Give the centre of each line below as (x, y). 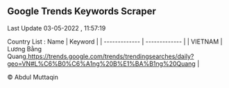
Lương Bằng (25, 49)
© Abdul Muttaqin (33, 77)
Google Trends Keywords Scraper (82, 11)
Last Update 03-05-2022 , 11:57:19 (57, 28)
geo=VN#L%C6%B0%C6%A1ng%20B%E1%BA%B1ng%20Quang (101, 63)
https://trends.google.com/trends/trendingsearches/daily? (111, 56)
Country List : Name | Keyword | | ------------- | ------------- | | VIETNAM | (115, 42)
